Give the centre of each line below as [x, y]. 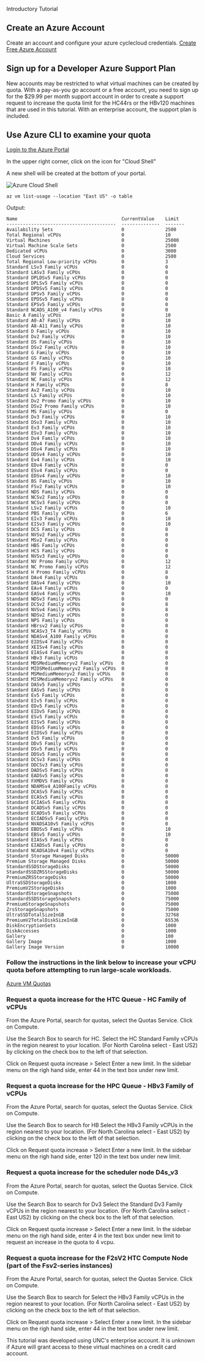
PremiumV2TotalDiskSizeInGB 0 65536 [93, 920]
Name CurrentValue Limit [93, 219]
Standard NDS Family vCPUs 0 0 [87, 492]
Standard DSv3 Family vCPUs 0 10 [89, 422]
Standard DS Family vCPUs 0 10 [89, 342]
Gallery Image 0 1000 [91, 942]
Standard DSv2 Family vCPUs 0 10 [89, 348]
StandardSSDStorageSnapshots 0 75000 [93, 899]
